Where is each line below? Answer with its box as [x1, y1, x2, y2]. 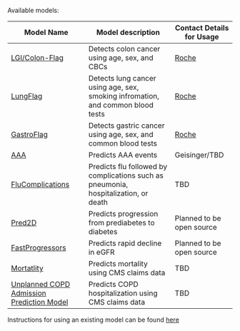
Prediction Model [11, 297, 69, 307]
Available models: [7, 6, 59, 14]
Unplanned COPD [11, 280, 71, 289]
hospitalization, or [88, 188, 149, 198]
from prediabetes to [88, 218, 155, 228]
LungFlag [11, 91, 43, 101]
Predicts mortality [88, 259, 148, 268]
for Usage [184, 32, 219, 41]
